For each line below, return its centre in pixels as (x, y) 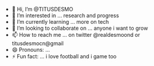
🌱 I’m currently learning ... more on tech (60, 22)
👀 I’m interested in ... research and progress (65, 15)
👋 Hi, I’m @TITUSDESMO (42, 9)
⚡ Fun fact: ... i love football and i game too (64, 56)
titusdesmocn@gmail (38, 43)
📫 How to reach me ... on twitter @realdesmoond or (76, 35)
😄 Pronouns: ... (31, 50)
